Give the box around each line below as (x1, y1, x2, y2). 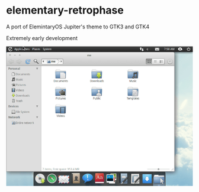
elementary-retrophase (6, 4, 124, 17)
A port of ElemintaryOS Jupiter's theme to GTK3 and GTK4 (6, 23, 150, 30)
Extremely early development (6, 34, 78, 41)
